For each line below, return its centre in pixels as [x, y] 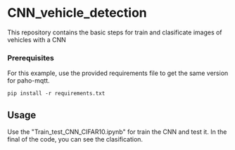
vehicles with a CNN [37, 39]
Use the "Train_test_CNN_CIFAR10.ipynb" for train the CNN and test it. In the [117, 132]
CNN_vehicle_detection [77, 13]
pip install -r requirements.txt [56, 94]
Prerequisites [31, 57]
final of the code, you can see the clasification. [75, 139]
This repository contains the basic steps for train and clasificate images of [115, 32]
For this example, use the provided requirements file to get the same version [118, 73]
